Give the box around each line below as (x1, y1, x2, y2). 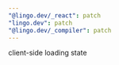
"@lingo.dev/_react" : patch (8, 11, 102, 20)
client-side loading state (8, 48, 87, 58)
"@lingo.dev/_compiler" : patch (8, 26, 112, 34)
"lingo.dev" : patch (8, 19, 73, 27)
